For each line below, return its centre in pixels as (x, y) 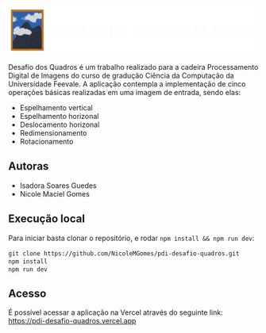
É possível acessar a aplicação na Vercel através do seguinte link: (116, 312)
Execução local (47, 219)
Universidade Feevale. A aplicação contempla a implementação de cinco (127, 84)
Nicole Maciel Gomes (54, 193)
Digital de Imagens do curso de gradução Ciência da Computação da (121, 76)
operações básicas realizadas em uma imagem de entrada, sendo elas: (125, 93)
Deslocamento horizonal (60, 124)
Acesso (27, 294)
